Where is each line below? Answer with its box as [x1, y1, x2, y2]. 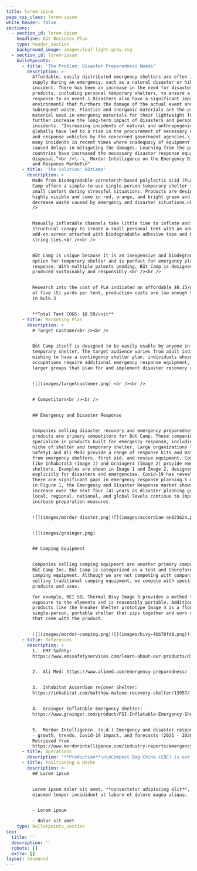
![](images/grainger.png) [32, 530, 96, 536]
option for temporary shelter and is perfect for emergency [32, 258, 182, 264]
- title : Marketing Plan [21, 317, 83, 322]
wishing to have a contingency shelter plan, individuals [32, 354, 177, 360]
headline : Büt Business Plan [16, 36, 88, 42]
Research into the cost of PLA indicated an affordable [32, 285, 172, 291]
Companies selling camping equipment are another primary [32, 562, 177, 567]
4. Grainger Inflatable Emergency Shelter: [32, 706, 143, 712]
